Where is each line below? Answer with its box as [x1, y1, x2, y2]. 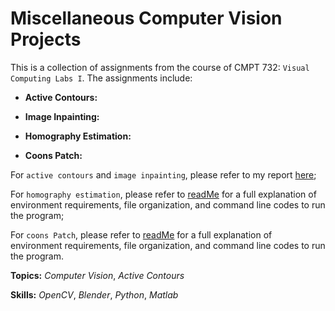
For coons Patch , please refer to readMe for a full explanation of [10, 228, 273, 241]
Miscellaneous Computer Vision [10, 7, 283, 30]
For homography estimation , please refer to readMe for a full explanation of [10, 188, 317, 200]
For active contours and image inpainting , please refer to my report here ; [10, 168, 317, 181]
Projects [10, 28, 82, 51]
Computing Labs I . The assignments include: [10, 72, 193, 84]
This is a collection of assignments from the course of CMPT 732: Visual [10, 61, 310, 73]
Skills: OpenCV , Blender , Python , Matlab [10, 288, 179, 301]
